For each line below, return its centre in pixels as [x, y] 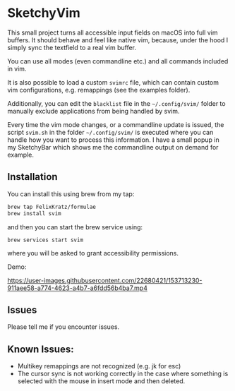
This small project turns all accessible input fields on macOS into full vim [113, 32]
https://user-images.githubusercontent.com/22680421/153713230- [105, 280]
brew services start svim [45, 240]
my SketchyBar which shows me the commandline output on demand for [113, 147]
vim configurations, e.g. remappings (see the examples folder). [99, 90]
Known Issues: [41, 349]
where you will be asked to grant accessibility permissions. [93, 253]
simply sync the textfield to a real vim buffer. [72, 47]
